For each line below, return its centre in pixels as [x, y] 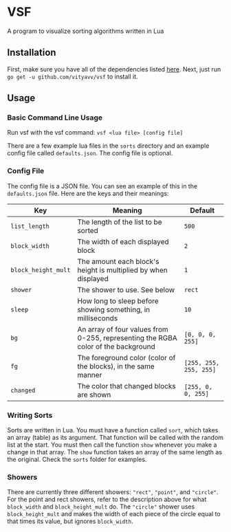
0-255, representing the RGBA [127, 337]
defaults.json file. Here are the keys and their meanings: [88, 193]
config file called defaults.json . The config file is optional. [90, 153]
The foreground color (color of [126, 357]
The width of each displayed [123, 241]
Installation [32, 53]
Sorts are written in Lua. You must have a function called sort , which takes [113, 430]
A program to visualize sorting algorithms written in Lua [86, 31]
